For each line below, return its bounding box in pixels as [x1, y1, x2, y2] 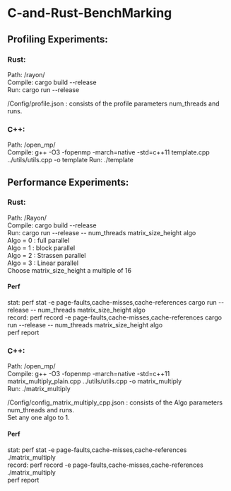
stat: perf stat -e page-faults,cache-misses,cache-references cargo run [7, 298, 217, 307]
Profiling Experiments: [7, 33, 108, 45]
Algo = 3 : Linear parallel [7, 259, 79, 267]
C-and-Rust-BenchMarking [7, 5, 172, 21]
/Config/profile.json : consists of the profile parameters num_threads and [7, 99, 220, 108]
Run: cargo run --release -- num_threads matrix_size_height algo [7, 228, 196, 237]
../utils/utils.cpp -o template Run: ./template [7, 156, 134, 164]
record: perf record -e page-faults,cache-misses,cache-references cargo [7, 313, 223, 322]
